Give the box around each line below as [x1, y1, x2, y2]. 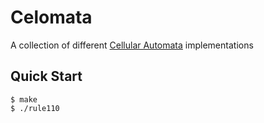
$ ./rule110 [10, 103, 60, 113]
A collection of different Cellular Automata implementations [10, 39, 254, 51]
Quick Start [10, 68, 83, 85]
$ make [10, 94, 38, 105]
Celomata [10, 6, 93, 29]
